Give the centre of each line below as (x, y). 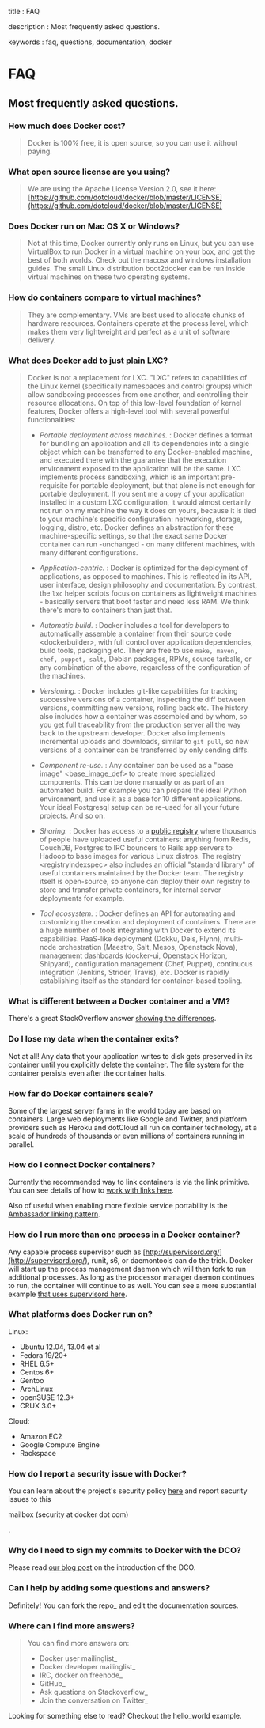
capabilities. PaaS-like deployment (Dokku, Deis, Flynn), (131, 939)
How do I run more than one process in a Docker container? (124, 1235)
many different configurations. (89, 553)
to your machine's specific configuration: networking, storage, (141, 519)
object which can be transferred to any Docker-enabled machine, (146, 452)
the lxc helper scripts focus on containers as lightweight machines (148, 593)
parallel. (21, 1144)
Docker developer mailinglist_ (87, 1667)
